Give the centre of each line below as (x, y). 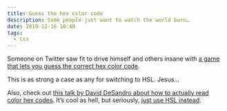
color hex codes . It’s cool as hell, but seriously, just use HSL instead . (104, 100)
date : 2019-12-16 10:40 (41, 26)
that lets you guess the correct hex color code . (73, 66)
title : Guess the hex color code (55, 13)
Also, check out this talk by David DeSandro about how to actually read (108, 93)
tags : (15, 33)
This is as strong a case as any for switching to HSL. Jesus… (93, 79)
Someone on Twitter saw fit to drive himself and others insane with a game (113, 59)
